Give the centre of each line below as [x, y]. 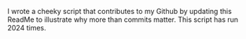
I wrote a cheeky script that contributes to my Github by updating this [120, 11]
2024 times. [27, 28]
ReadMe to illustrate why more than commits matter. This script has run [123, 19]
